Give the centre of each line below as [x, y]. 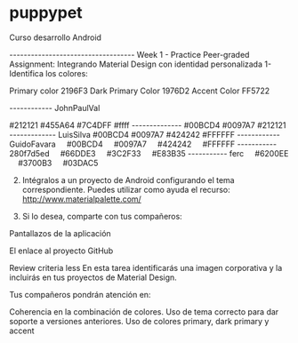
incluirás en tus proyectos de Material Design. [93, 277]
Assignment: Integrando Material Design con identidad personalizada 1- [141, 64]
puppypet [46, 13]
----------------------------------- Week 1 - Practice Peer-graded [129, 54]
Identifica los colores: [49, 73]
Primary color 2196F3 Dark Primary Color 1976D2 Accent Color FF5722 [139, 91]
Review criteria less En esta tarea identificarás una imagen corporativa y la [146, 267]
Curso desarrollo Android [56, 37]
